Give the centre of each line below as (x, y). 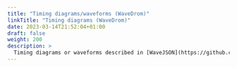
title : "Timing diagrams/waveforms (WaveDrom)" (79, 14)
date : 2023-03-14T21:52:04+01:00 (56, 27)
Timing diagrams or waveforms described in (78, 53)
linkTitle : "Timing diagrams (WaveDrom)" (69, 20)
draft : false (26, 33)
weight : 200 (25, 40)
